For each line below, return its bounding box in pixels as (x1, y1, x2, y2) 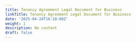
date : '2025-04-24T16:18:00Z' (5, 16, 69, 21)
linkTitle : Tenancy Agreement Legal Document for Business (5, 12, 131, 17)
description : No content (5, 26, 57, 31)
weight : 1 (5, 21, 26, 26)
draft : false (5, 30, 33, 35)
